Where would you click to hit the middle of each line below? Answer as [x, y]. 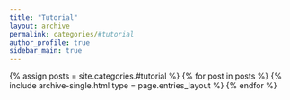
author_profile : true [50, 42]
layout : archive [40, 26]
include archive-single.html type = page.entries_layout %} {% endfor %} [143, 86]
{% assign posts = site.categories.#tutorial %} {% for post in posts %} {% [146, 76]
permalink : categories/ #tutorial [72, 34]
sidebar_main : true [46, 51]
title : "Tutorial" [44, 17]
